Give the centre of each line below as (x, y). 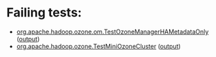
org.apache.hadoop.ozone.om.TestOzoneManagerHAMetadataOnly (112, 32)
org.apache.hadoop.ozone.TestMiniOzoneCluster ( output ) (98, 46)
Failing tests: (44, 13)
